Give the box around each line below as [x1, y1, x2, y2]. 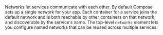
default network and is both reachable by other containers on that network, [5, 14, 156, 20]
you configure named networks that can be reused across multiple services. [5, 24, 158, 30]
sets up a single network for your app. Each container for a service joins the [5, 9, 157, 15]
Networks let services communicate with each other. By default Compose [5, 4, 153, 10]
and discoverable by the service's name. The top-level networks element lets [5, 19, 159, 25]
